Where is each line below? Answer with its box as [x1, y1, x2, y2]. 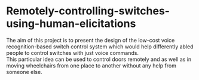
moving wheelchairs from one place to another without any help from [6, 61, 176, 69]
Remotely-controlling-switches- [6, 4, 170, 18]
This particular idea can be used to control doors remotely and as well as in [6, 56, 192, 63]
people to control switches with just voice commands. [6, 49, 139, 56]
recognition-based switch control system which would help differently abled [6, 43, 194, 50]
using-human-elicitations [6, 17, 136, 30]
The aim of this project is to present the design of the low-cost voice [6, 36, 175, 44]
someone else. [6, 68, 43, 75]
